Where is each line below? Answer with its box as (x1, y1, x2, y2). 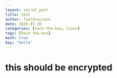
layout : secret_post (5, 7, 49, 13)
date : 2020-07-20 (5, 21, 42, 27)
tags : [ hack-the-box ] (5, 31, 51, 36)
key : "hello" (5, 40, 33, 45)
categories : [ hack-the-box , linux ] (5, 26, 80, 31)
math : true (5, 36, 28, 41)
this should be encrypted (5, 61, 112, 73)
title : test (5, 12, 30, 17)
